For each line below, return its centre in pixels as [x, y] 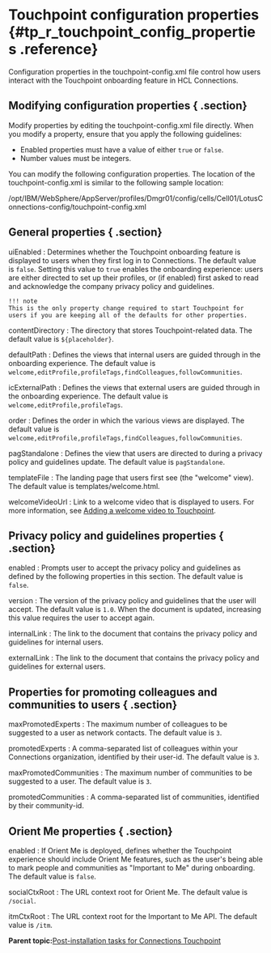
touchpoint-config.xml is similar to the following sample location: [116, 182]
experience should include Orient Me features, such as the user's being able [135, 859]
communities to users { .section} [93, 705]
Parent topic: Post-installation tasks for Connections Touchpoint [114, 940]
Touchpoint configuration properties [134, 15]
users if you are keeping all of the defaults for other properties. [128, 315]
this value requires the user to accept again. [82, 618]
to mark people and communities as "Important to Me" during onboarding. [132, 868]
